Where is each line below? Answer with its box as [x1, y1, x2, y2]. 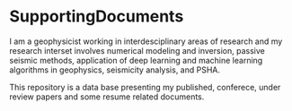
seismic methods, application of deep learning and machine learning [9, 55, 263, 65]
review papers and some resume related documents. [9, 91, 205, 102]
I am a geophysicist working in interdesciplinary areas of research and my [9, 36, 283, 47]
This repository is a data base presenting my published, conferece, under [9, 81, 281, 92]
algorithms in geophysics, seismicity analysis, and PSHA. [9, 64, 221, 75]
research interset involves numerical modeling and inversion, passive [9, 45, 265, 55]
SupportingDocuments [9, 6, 184, 27]
